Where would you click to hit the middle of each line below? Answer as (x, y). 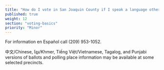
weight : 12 (16, 19)
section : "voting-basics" (31, 23)
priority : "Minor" (24, 28)
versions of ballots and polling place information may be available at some (80, 57)
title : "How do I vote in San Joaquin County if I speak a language (76, 10)
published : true (21, 14)
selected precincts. (24, 63)
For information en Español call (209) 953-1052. (53, 42)
